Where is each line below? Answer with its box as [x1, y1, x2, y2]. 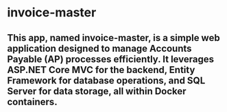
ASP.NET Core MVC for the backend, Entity [7, 64, 195, 76]
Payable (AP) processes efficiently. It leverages [7, 53, 215, 65]
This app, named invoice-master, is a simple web [7, 32, 221, 44]
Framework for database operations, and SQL [7, 74, 206, 86]
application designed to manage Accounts [7, 42, 192, 54]
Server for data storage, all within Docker [7, 85, 187, 97]
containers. [7, 96, 58, 107]
